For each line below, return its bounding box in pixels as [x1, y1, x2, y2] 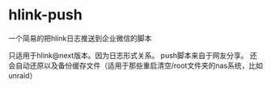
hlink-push [8, 6, 83, 24]
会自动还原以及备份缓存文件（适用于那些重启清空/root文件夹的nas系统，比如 [8, 61, 263, 70]
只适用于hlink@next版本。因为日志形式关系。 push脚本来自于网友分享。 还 [8, 50, 257, 60]
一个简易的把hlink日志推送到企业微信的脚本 [8, 33, 152, 43]
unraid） [8, 70, 37, 80]
